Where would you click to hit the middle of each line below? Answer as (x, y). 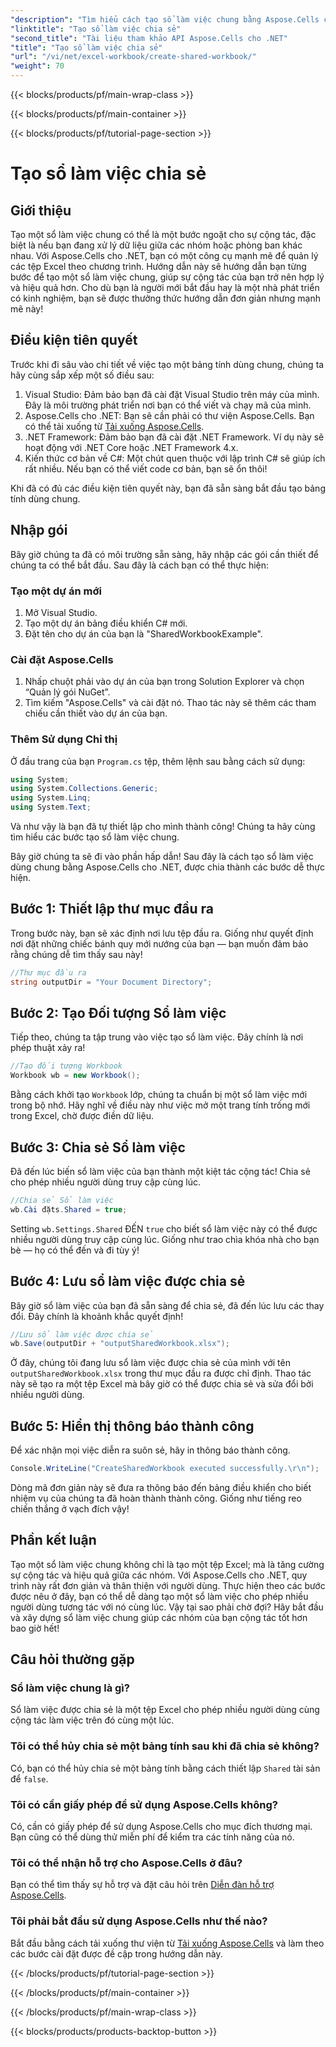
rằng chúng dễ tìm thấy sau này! (76, 954)
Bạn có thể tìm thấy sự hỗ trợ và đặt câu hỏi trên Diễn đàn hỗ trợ (142, 1885)
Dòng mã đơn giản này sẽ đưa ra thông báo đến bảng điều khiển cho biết (161, 1487)
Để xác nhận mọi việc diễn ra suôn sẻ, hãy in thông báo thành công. (150, 1450)
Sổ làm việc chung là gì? (70, 1688)
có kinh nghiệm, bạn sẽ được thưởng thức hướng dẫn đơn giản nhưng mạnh (165, 298)
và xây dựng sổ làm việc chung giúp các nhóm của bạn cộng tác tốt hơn (159, 1617)
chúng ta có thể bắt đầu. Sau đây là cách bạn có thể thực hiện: (140, 565)
